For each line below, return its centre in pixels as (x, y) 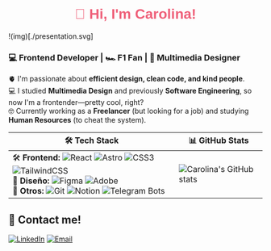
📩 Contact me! (45, 220)
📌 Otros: (28, 191)
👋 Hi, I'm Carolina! (135, 14)
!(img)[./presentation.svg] (51, 36)
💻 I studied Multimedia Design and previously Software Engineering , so (130, 91)
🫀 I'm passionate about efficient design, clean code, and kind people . (127, 79)
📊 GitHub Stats (219, 140)
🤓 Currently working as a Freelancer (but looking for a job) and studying (129, 111)
